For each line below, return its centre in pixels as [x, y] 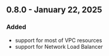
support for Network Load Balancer [59, 46]
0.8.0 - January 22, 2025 [54, 10]
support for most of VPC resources [58, 40]
